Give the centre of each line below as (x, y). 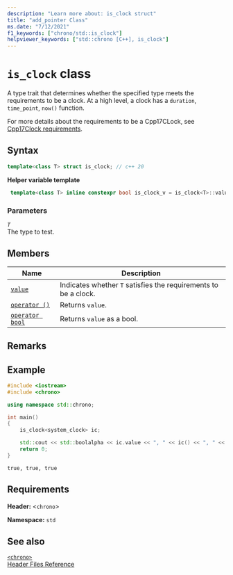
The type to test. (31, 232)
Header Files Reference (41, 565)
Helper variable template (44, 180)
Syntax (23, 151)
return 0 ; (34, 449)
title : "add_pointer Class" (48, 20)
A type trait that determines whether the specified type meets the (101, 93)
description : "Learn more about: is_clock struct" (82, 14)
